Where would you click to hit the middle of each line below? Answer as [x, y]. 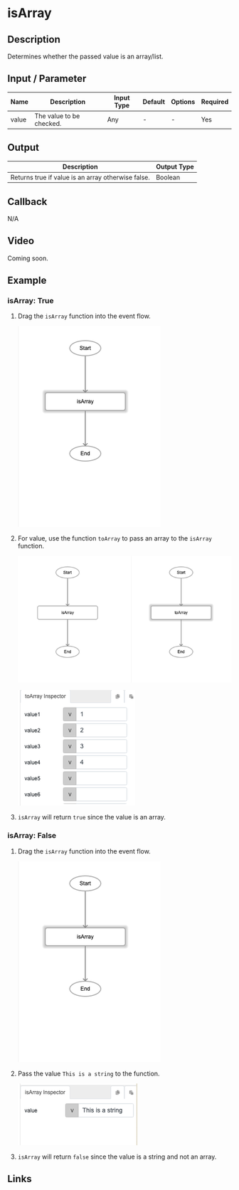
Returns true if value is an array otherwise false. [80, 177]
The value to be [57, 116]
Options [183, 102]
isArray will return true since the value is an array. [91, 817]
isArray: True [31, 301]
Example [27, 281]
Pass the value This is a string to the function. [89, 1073]
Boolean [168, 177]
